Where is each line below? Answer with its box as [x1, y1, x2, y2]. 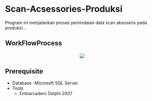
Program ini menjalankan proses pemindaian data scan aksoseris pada [5, 20, 148, 25]
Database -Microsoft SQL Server [12, 80, 78, 86]
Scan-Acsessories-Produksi [5, 3, 123, 15]
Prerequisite [5, 67, 43, 76]
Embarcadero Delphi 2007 [19, 91, 72, 97]
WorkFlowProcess [5, 39, 63, 48]
